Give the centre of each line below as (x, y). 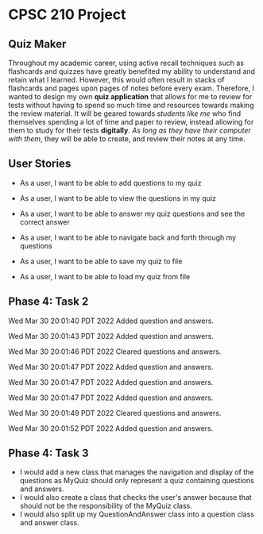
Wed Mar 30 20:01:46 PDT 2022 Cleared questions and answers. (115, 352)
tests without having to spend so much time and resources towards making (131, 105)
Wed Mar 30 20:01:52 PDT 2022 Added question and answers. (111, 428)
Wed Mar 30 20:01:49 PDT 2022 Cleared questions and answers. (115, 413)
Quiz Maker (37, 44)
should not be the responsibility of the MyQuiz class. (106, 506)
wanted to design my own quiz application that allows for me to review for (130, 96)
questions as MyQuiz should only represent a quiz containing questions (137, 481)
